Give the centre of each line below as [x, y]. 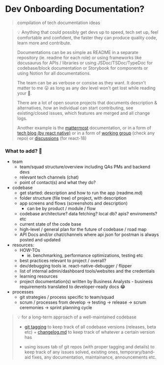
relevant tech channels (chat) [49, 177]
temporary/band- [137, 352]
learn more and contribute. [44, 43]
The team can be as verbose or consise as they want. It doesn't [82, 82]
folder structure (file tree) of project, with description [73, 198]
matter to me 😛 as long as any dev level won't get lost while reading [86, 88]
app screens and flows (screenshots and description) [73, 203]
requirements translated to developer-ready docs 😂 [72, 287]
